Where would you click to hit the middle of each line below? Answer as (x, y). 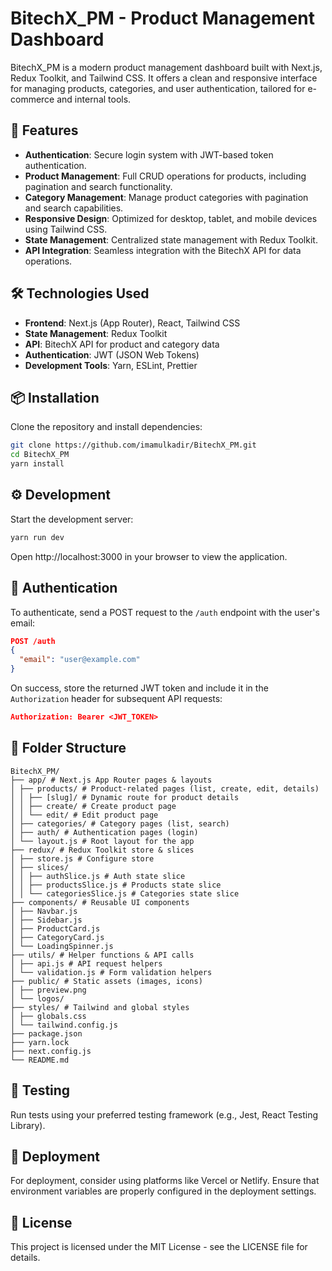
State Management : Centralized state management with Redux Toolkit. (171, 239)
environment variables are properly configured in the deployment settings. (163, 1191)
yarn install (37, 464)
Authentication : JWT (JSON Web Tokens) (112, 354)
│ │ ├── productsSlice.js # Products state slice (116, 885)
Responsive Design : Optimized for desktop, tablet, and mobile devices (171, 218)
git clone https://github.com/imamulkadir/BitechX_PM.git (133, 445)
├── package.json (46, 1033)
